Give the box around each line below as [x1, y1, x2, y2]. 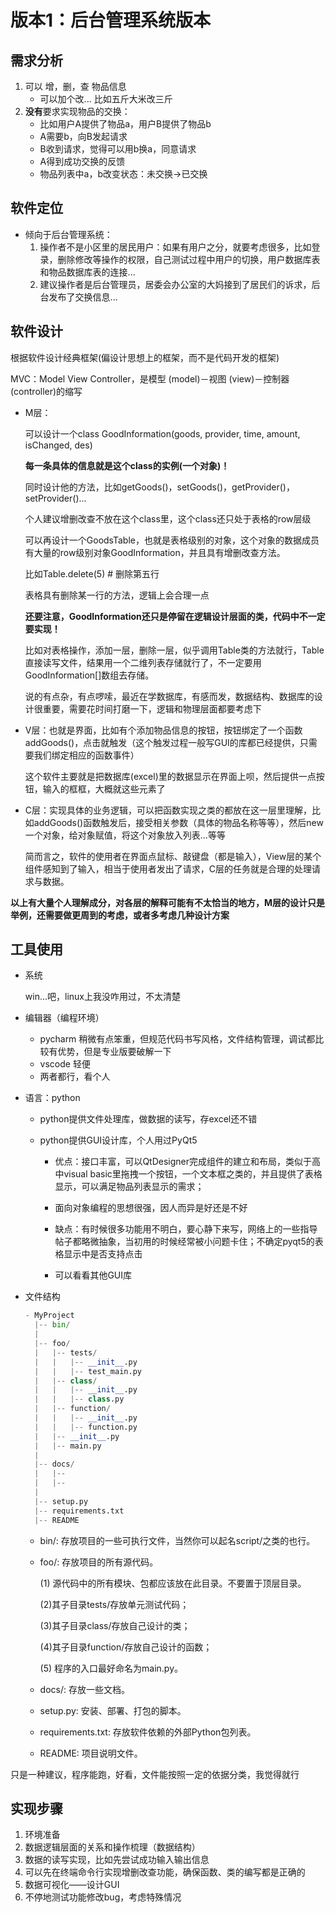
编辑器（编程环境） [24, 1012, 105, 1024]
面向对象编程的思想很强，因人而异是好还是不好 [54, 1202, 248, 1214]
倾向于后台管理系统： [24, 228, 113, 240]
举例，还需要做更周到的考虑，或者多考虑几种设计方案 [10, 909, 230, 921]
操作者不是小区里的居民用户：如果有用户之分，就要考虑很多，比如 [39, 241, 312, 253]
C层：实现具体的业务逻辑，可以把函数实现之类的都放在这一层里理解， [24, 804, 313, 816]
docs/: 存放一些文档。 [39, 1683, 130, 1695]
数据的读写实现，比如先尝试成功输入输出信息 [24, 1854, 210, 1866]
